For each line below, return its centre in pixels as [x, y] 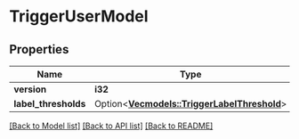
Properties [39, 49]
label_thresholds [50, 104]
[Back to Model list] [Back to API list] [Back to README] [111, 126]
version [30, 89]
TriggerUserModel [79, 16]
